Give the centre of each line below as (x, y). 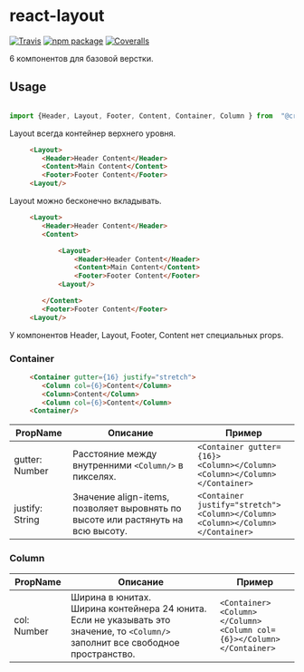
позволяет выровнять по (127, 509)
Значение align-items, (121, 497)
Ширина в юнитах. (111, 597)
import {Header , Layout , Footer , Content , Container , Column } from (141, 116)
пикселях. (94, 477)
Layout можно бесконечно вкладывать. (85, 201)
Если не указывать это (121, 619)
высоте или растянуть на (128, 520)
